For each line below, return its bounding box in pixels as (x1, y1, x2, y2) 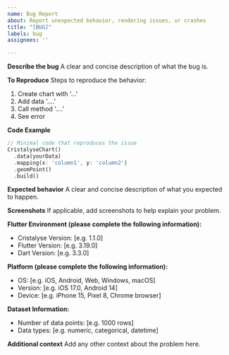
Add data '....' (17, 97, 56, 106)
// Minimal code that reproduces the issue (7, 139, 137, 147)
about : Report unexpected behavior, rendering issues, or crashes (7, 17, 206, 24)
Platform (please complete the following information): (7, 262, 168, 271)
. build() (13, 173, 39, 180)
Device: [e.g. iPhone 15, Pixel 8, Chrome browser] (17, 291, 161, 300)
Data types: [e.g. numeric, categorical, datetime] (17, 326, 159, 334)
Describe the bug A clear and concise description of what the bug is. (7, 62, 209, 71)
